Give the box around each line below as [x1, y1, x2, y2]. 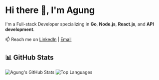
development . [5, 26, 35, 32]
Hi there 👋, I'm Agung [5, 4, 95, 16]
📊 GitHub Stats [5, 53, 54, 62]
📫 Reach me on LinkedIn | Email [5, 36, 72, 42]
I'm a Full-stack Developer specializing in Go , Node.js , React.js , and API [5, 21, 155, 27]
